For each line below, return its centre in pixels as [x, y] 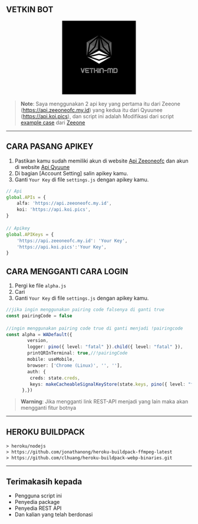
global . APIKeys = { [30, 234]
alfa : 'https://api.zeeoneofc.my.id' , [64, 203]
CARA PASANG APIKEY [50, 147]
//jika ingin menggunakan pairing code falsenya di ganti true [85, 310]
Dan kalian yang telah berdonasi [54, 514]
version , [38, 341]
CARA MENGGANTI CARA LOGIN [67, 271]
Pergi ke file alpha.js [40, 286]
